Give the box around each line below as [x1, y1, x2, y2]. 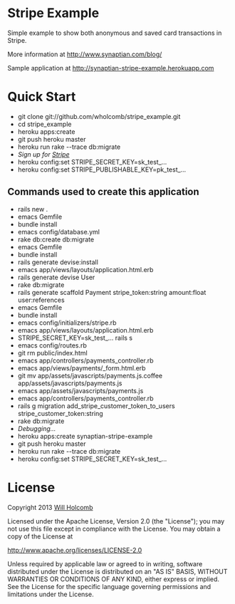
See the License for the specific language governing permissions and [7, 582, 211, 590]
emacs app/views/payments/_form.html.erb [17, 363, 146, 372]
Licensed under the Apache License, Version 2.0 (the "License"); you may [7, 516, 225, 525]
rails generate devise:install [17, 258, 98, 266]
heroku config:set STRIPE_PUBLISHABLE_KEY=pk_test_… [17, 165, 187, 174]
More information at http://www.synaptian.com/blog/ [7, 50, 162, 58]
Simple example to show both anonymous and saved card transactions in [7, 28, 222, 37]
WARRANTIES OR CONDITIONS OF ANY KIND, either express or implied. [7, 575, 219, 583]
